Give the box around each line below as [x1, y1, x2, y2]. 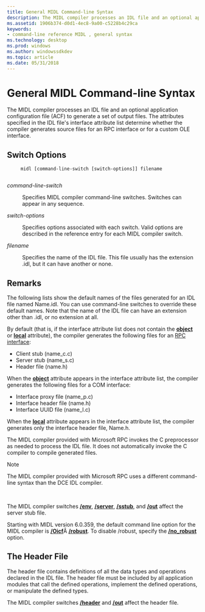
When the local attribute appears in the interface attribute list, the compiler [7, 418, 195, 425]
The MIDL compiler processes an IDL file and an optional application [7, 106, 178, 113]
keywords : [7, 26, 32, 32]
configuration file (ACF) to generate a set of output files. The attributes [7, 113, 184, 120]
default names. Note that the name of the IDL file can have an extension [7, 307, 187, 314]
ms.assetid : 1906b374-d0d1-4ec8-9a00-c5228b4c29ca [7, 20, 138, 26]
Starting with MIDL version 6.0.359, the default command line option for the [7, 521, 196, 529]
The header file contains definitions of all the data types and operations [7, 568, 186, 575]
